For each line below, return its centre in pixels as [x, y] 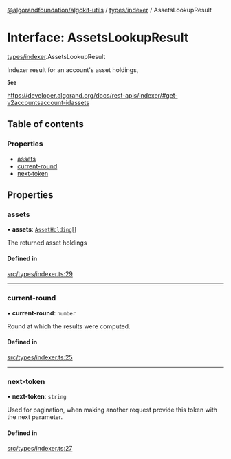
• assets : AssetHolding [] [42, 229]
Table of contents [45, 124]
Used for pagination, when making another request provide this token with [112, 410]
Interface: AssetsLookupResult [98, 38]
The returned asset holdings [47, 243]
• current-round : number [42, 313]
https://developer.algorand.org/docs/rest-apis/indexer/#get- [92, 95]
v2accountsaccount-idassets [48, 102]
